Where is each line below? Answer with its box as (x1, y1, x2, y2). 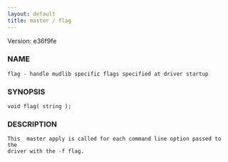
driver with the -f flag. (7, 148, 84, 155)
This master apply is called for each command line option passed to (7, 136, 222, 143)
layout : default (7, 10, 56, 18)
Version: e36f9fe (7, 36, 57, 45)
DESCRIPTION (7, 119, 58, 129)
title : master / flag (7, 17, 72, 24)
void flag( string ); (7, 103, 72, 110)
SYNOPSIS (7, 87, 46, 97)
